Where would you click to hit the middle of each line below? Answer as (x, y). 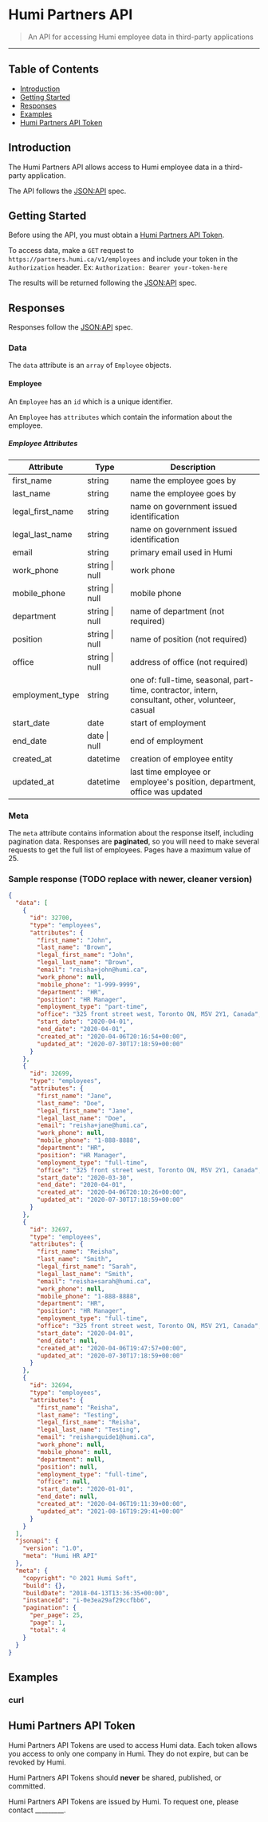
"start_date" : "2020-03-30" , (85, 1178)
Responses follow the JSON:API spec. (71, 327)
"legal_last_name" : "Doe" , (82, 1118)
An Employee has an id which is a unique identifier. (91, 401)
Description (193, 467)
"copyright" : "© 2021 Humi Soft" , (80, 1578)
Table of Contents (54, 69)
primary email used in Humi (181, 552)
